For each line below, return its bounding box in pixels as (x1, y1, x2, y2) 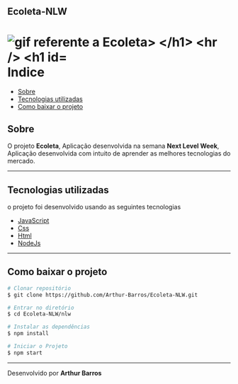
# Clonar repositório (7, 284, 72, 292)
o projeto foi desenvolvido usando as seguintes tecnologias (7, 202, 181, 211)
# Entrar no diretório (7, 304, 74, 311)
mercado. (7, 157, 35, 165)
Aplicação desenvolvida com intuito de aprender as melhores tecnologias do (7, 149, 231, 158)
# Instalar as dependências (7, 323, 91, 331)
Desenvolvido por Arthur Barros (7, 368, 102, 377)
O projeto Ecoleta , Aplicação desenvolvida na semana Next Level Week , (7, 141, 220, 151)
